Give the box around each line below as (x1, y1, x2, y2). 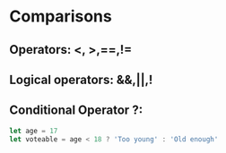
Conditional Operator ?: (9, 103, 143, 118)
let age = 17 (9, 126, 58, 135)
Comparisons (9, 6, 112, 27)
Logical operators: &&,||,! (9, 72, 153, 87)
